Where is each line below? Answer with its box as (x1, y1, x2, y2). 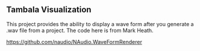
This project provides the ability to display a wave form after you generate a (6, 20, 194, 27)
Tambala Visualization (6, 5, 92, 15)
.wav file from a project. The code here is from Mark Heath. (6, 27, 154, 34)
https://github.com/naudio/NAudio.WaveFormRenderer (6, 38, 143, 45)
